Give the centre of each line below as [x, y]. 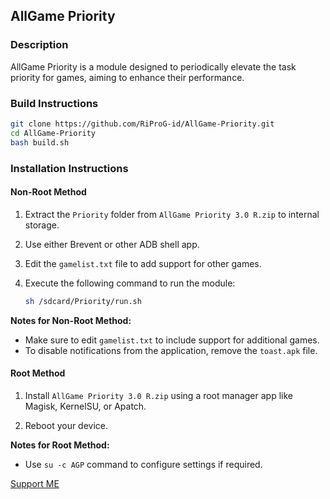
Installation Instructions [69, 168]
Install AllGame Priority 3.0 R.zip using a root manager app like [158, 395]
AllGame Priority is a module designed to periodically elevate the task [153, 66]
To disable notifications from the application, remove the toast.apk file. [171, 350]
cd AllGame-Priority [53, 133]
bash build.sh [40, 142]
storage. [42, 225]
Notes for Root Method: [60, 445]
